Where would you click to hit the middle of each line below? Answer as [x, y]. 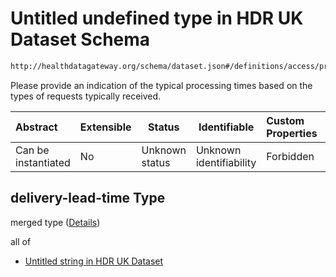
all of [21, 241]
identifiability [226, 162]
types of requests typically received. [86, 96]
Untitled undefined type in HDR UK [157, 18]
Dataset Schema [80, 39]
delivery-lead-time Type [88, 198]
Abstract [36, 127]
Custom [285, 120]
